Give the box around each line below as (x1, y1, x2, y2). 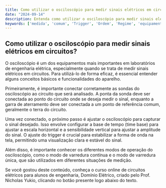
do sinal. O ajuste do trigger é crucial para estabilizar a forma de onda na (5, 132, 154, 138)
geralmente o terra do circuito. (5, 107, 67, 113)
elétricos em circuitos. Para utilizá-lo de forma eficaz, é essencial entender (5, 71, 158, 77)
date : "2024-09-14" (5, 12, 45, 17)
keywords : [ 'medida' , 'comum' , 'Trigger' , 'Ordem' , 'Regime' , (5, 21, 136, 26)
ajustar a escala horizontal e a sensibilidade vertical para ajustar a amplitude (5, 127, 161, 133)
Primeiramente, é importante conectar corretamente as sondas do (5, 86, 140, 92)
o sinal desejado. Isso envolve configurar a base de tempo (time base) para (5, 122, 159, 128)
